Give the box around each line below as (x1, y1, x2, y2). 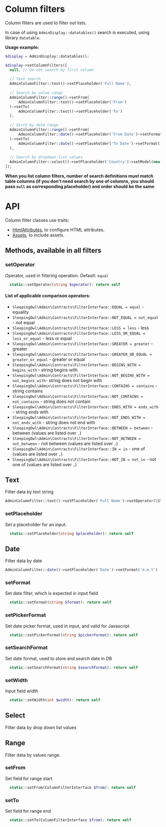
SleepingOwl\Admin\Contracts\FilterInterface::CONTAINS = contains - (12, 383, 158, 389)
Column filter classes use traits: (5, 217, 69, 223)
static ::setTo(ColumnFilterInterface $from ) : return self (9, 818, 132, 823)
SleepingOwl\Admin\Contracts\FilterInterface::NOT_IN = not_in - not (12, 456, 157, 462)
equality (12, 309, 29, 315)
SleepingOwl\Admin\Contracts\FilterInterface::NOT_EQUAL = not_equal (12, 315, 159, 320)
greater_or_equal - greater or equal (12, 356, 85, 362)
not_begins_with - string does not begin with (12, 377, 102, 383)
